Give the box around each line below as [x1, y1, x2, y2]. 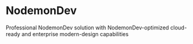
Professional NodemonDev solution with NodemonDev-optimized [5, 24, 169, 31]
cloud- [170, 24, 187, 31]
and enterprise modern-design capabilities [21, 30, 129, 37]
